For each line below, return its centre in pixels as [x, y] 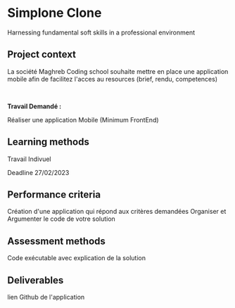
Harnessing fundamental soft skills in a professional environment [101, 32]
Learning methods [48, 142]
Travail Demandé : [34, 106]
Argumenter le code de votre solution [62, 219]
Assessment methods [56, 241]
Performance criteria [54, 194]
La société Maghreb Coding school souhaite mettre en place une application [118, 71]
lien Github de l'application [46, 297]
